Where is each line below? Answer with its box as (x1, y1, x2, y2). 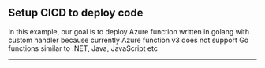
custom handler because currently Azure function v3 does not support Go (8, 35, 249, 45)
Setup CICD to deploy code (8, 6, 144, 20)
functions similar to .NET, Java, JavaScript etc (8, 43, 158, 53)
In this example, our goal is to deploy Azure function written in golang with (8, 27, 250, 36)
